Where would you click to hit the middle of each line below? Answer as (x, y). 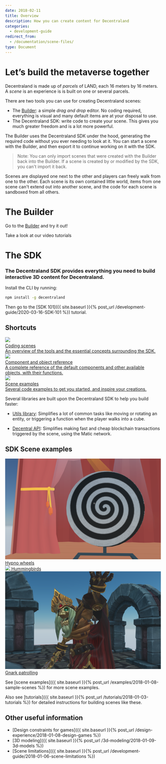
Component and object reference (39, 362)
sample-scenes (21, 687)
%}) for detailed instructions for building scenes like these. (83, 702)
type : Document (21, 47)
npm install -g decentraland (35, 297)
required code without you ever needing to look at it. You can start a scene (81, 141)
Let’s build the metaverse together (77, 72)
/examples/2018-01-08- (135, 682)
